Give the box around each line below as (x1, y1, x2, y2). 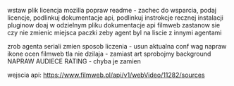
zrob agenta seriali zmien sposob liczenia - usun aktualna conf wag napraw (7, 42, 227, 50)
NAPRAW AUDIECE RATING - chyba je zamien (7, 57, 141, 66)
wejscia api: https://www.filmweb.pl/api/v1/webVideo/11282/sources (7, 70, 205, 79)
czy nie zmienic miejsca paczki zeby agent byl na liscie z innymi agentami (7, 28, 222, 37)
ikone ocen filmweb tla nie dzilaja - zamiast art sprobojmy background (7, 49, 211, 58)
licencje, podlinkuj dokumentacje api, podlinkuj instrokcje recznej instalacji (7, 13, 223, 22)
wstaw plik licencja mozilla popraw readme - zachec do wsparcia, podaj (7, 6, 217, 14)
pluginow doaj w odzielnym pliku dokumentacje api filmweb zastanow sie (7, 21, 221, 29)
